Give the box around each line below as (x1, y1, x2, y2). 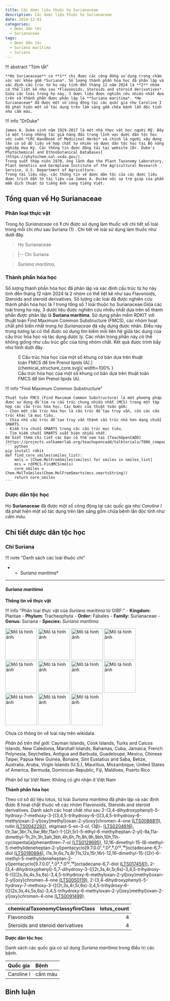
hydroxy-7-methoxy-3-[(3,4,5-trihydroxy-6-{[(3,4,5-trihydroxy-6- (5, 812, 142, 818)
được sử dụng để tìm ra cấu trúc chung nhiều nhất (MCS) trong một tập (5, 400, 159, 405)
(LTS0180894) (14, 850, 44, 856)
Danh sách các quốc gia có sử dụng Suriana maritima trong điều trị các (5, 944, 155, 950)
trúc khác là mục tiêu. (5, 413, 56, 418)
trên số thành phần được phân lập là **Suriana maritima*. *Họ (5, 96, 142, 101)
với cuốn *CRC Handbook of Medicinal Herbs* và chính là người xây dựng (5, 136, 162, 142)
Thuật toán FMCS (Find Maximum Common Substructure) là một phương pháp (5, 395, 162, 400)
